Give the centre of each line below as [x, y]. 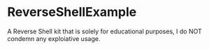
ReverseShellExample [72, 12]
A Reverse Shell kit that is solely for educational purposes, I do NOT [104, 31]
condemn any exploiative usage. [54, 38]
